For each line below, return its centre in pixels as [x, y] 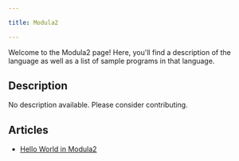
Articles [29, 130]
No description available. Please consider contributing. [98, 105]
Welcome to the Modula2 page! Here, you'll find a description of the [119, 52]
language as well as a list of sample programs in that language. [112, 61]
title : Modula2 [33, 22]
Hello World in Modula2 [58, 149]
